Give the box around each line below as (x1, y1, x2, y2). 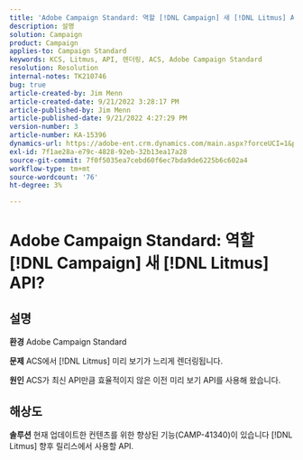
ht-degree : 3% (9, 181, 63, 190)
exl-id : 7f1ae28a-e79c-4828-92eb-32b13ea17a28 (9, 147, 188, 156)
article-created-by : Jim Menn (9, 88, 124, 97)
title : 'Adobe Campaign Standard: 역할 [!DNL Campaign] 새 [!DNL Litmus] (9, 13, 287, 23)
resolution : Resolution (9, 64, 99, 73)
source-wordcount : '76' (9, 172, 99, 181)
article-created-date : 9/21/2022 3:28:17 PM (9, 97, 179, 106)
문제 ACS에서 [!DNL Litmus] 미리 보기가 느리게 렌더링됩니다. (9, 355, 224, 366)
